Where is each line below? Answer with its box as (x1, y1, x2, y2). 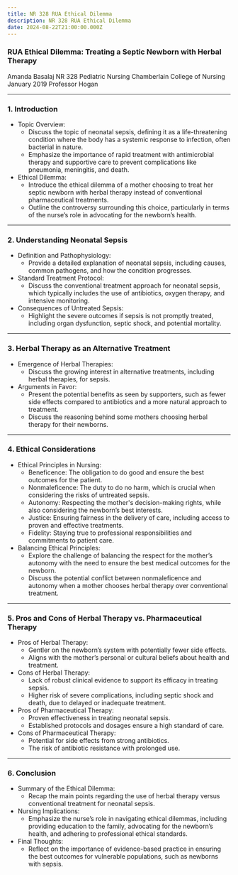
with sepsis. (28, 860, 64, 869)
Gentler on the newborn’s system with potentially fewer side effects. (28, 646, 227, 654)
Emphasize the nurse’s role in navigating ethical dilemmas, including (28, 815, 227, 823)
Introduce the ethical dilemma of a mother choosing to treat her (28, 180, 214, 189)
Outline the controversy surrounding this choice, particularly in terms (28, 203, 230, 212)
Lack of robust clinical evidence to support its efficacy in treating (28, 676, 218, 685)
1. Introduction (7, 104, 58, 114)
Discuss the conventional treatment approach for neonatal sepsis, (28, 281, 221, 290)
